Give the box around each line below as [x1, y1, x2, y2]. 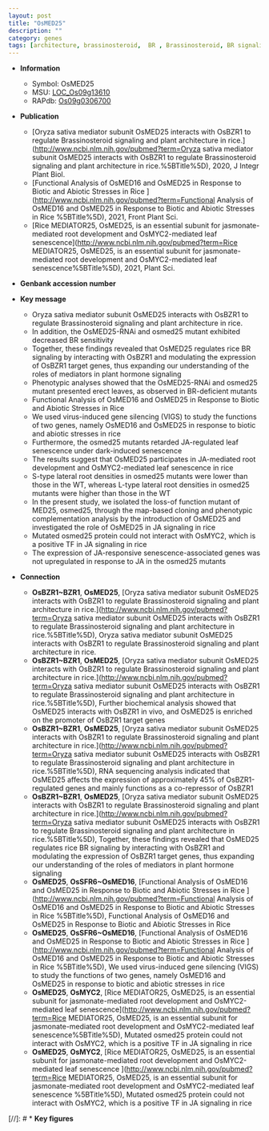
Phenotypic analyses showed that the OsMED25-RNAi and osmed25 [31, 378, 258, 388]
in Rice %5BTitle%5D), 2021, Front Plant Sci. [31, 212, 179, 222]
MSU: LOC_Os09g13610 [31, 87, 110, 97]
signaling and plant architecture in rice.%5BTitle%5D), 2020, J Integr [31, 161, 259, 171]
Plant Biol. [31, 170, 66, 179]
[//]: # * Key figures [8, 1114, 74, 1124]
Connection [19, 572, 60, 582]
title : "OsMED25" [8, 19, 66, 27]
